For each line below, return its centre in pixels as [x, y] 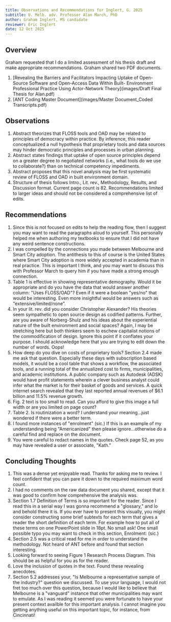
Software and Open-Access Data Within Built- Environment [91, 83]
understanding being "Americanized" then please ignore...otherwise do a [89, 429]
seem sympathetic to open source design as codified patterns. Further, [87, 314]
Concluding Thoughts [41, 461]
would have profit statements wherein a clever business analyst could [86, 379]
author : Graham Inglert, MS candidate [46, 19]
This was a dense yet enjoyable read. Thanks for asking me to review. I [87, 474]
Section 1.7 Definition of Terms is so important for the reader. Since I [84, 501]
